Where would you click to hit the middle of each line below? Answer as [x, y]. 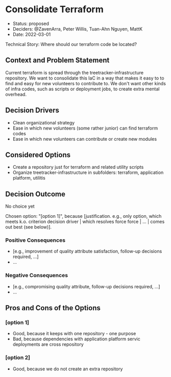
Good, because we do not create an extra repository [68, 369]
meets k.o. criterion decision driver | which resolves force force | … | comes [85, 222]
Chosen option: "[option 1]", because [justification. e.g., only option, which [83, 216]
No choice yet [20, 206]
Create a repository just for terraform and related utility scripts [78, 167]
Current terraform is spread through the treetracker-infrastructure [75, 72]
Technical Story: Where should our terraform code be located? [71, 44]
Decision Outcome [35, 194]
